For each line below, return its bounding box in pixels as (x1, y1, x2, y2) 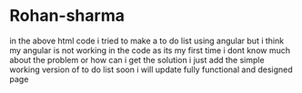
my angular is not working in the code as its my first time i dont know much (9, 44, 291, 55)
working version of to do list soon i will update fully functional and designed (9, 64, 293, 75)
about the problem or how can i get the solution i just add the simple (9, 54, 266, 65)
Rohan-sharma (9, 5, 126, 26)
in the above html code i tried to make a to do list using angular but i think (9, 35, 285, 46)
